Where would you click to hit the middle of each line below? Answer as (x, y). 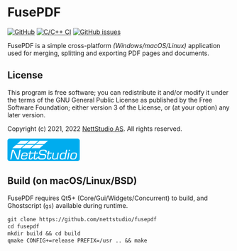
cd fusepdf (23, 226)
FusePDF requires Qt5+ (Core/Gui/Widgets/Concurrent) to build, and (108, 198)
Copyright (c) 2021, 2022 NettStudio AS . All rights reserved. (95, 129)
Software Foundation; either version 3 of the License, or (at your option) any (118, 107)
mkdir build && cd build (44, 233)
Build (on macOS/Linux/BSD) (72, 181)
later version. (27, 115)
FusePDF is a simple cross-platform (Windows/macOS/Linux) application (114, 45)
